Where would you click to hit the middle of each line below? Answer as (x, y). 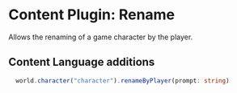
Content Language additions (82, 62)
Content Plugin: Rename (92, 15)
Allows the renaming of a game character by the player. (101, 37)
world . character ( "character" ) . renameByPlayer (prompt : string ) (123, 81)
